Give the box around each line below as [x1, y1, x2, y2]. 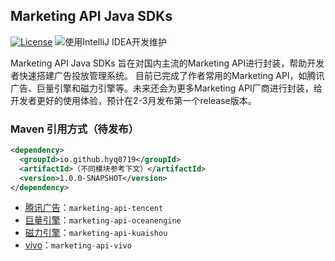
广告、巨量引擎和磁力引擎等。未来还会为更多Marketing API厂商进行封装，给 [10, 82, 323, 94]
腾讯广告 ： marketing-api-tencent [24, 202, 164, 214]
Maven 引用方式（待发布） [10, 122, 140, 136]
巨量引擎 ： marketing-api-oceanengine [24, 214, 182, 226]
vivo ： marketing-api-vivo [24, 239, 132, 251]
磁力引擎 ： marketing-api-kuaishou [24, 227, 168, 239]
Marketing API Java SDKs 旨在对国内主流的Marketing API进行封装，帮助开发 [10, 57, 325, 69]
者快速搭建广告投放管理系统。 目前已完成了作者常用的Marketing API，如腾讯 [10, 69, 325, 81]
